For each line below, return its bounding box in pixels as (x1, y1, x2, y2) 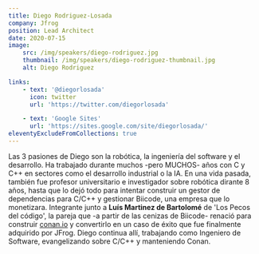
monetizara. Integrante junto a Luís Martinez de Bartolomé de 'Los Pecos (8, 202, 251, 212)
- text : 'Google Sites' (22, 115, 102, 123)
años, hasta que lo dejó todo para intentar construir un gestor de (8, 185, 221, 195)
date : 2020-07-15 (8, 34, 66, 42)
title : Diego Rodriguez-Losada (8, 11, 112, 20)
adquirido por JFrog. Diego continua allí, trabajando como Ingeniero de (8, 228, 241, 237)
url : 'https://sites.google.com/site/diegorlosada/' (29, 122, 209, 130)
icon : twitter (29, 93, 77, 101)
